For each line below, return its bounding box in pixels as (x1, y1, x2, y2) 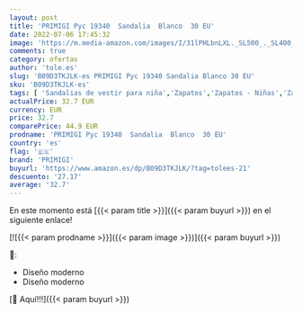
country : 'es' (9, 139, 63, 148)
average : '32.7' (9, 181, 70, 190)
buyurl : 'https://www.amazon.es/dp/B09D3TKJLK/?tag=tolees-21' (9, 164, 252, 173)
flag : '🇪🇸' (9, 147, 54, 156)
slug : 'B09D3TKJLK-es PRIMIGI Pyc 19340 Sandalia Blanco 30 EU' (9, 72, 255, 81)
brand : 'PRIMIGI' (9, 155, 75, 165)
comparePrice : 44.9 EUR (9, 122, 99, 131)
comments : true (9, 47, 67, 56)
